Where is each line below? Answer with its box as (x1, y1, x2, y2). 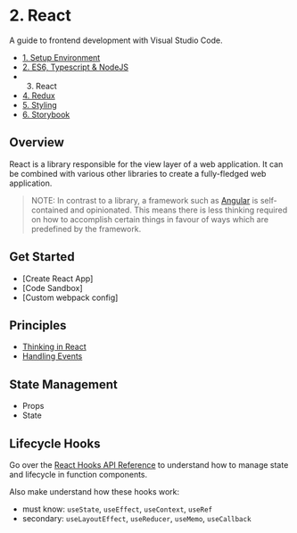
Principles (9, 318, 67, 333)
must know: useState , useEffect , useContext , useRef (21, 504, 212, 514)
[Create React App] (21, 273, 94, 284)
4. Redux (21, 90, 55, 101)
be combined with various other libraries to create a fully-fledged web (9, 168, 267, 179)
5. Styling (21, 99, 58, 110)
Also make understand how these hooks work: (9, 487, 180, 496)
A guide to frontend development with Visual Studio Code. (9, 35, 223, 46)
